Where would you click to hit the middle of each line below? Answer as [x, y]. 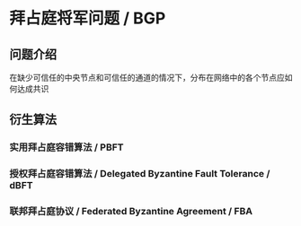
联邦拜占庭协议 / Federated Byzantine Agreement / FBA [131, 212]
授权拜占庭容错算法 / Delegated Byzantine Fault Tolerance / [140, 174]
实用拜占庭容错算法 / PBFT [66, 147]
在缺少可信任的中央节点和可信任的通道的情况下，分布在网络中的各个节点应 [147, 78]
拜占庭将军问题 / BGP [88, 18]
